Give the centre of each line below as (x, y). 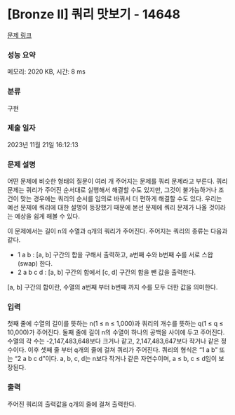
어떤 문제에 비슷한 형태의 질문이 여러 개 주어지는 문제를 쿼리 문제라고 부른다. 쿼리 (117, 181)
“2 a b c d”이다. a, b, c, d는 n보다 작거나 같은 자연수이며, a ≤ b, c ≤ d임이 (116, 359)
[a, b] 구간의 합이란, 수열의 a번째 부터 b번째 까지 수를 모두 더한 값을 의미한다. (113, 287)
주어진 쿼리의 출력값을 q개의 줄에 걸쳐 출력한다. (72, 404)
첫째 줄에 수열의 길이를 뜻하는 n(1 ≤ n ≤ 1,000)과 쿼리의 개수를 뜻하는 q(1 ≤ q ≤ (115, 324)
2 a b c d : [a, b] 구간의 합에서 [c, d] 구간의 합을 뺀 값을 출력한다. (107, 272)
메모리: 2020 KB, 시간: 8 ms (46, 72)
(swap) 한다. (35, 264)
